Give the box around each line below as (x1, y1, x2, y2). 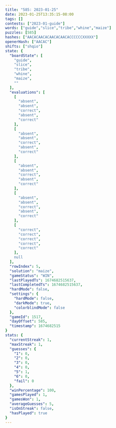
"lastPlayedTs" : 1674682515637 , (9, 278, 77, 283)
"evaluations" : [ (9, 90, 45, 95)
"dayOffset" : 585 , (9, 319, 48, 324)
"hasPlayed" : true (9, 410, 48, 416)
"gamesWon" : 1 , (9, 397, 41, 402)
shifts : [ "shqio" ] (5, 44, 43, 49)
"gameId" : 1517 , (9, 314, 43, 320)
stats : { (5, 333, 23, 338)
